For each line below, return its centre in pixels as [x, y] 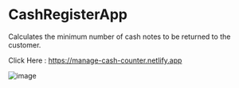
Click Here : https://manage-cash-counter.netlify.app [95, 60]
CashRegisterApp [68, 15]
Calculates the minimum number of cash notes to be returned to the [119, 36]
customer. [25, 44]
